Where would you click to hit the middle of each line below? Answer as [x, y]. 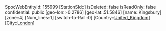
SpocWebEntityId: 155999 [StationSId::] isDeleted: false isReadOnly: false [81, 7]
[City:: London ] [20, 23]
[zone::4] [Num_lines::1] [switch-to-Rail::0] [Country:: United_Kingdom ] [78, 18]
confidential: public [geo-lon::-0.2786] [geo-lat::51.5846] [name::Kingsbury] [83, 12]
